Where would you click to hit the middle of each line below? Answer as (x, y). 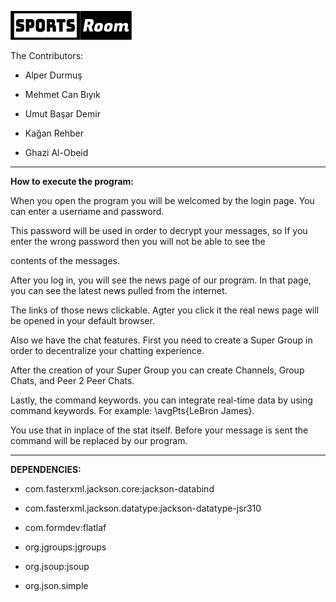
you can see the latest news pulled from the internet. (119, 290)
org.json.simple (56, 585)
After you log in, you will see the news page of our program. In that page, (161, 280)
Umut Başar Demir (62, 114)
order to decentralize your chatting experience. (107, 350)
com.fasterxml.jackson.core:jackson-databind (119, 489)
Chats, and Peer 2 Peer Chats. (72, 380)
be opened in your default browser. (82, 320)
